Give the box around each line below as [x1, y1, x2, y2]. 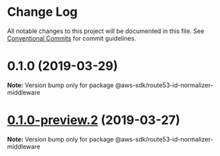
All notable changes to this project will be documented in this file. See [7, 27, 205, 35]
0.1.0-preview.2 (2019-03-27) [7, 113, 181, 128]
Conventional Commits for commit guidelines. [7, 34, 136, 42]
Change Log [7, 4, 78, 20]
